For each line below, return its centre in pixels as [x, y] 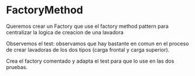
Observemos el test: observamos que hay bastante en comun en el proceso [97, 44]
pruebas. [17, 67]
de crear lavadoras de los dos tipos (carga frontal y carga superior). [88, 49]
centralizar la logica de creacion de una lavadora [65, 32]
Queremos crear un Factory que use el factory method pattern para [87, 26]
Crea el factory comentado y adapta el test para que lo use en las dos [90, 61]
